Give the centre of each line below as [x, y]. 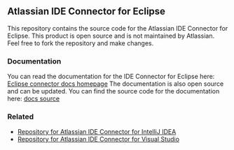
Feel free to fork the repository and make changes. [81, 43]
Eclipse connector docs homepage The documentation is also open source [116, 84]
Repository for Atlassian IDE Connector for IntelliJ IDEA [97, 132]
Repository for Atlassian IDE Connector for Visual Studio [98, 140]
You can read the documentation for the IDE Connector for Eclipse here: [111, 77]
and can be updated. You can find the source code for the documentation [113, 91]
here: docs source [34, 99]
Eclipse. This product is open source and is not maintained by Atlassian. [111, 36]
